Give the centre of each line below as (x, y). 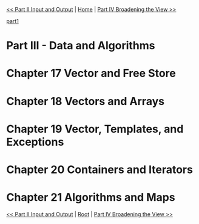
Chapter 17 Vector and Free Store (91, 73)
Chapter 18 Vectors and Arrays (86, 101)
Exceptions (35, 142)
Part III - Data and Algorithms (81, 46)
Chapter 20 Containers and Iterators (99, 169)
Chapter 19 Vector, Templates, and (95, 129)
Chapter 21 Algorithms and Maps (91, 198)
